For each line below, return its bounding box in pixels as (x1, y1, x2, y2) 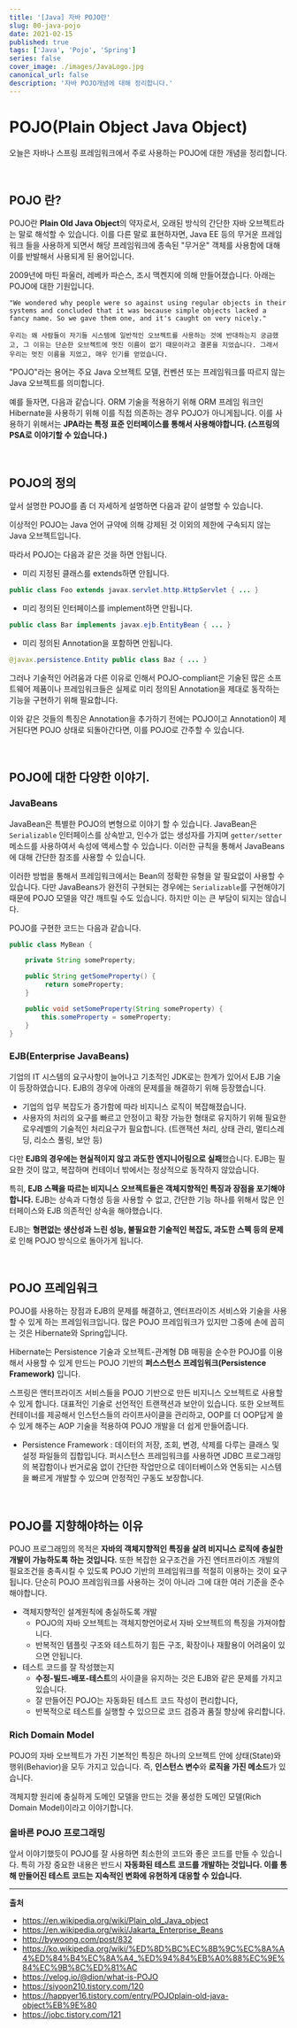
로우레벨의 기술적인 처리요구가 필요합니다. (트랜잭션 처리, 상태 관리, (21, 1123, 255, 1134)
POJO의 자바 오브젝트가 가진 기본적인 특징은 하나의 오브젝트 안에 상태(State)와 (9, 1750, 281, 1761)
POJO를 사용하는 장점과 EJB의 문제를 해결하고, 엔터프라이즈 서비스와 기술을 (9, 1306, 271, 1316)
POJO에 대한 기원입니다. (9, 281, 95, 292)
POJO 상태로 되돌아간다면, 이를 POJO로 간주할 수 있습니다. (39, 724, 245, 735)
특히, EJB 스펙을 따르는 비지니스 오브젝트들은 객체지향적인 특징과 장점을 (9, 1183, 255, 1193)
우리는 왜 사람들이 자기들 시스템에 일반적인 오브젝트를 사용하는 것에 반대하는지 (9, 331, 257, 341)
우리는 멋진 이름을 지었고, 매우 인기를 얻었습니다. (9, 351, 168, 359)
